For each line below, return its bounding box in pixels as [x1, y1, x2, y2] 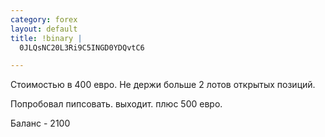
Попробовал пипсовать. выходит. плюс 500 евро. [10, 98, 223, 110]
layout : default [10, 24, 78, 34]
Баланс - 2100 [10, 117, 71, 130]
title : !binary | [10, 33, 83, 43]
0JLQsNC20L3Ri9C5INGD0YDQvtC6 [19, 42, 145, 53]
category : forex [10, 14, 78, 25]
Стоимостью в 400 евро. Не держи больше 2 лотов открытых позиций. [10, 79, 316, 91]
